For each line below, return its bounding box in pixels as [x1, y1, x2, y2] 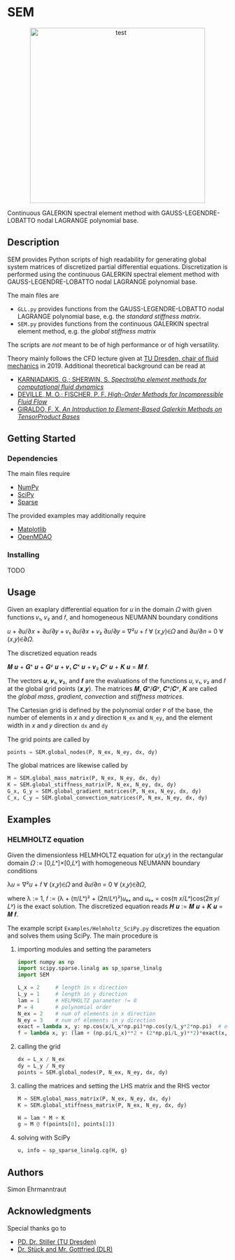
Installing [7, 550, 40, 560]
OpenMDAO [17, 533, 52, 541]
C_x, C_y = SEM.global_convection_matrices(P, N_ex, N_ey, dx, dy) [7, 795, 208, 802]
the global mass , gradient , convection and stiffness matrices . [7, 692, 185, 701]
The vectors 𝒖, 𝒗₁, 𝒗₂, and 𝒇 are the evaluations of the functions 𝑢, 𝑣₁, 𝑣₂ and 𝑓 [7, 676, 226, 685]
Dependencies [7, 453, 58, 463]
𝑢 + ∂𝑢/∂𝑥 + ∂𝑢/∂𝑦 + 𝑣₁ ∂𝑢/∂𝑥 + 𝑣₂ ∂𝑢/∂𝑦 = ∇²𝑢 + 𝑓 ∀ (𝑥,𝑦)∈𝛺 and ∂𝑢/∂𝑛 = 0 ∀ [7, 626, 224, 635]
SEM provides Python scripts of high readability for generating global [7, 255, 206, 263]
